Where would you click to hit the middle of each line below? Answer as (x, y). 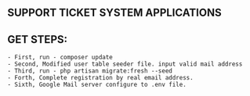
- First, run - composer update (60, 58)
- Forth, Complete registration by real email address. (100, 78)
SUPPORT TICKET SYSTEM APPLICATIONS (114, 13)
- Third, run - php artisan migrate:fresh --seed (90, 71)
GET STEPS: (38, 39)
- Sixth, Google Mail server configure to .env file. (97, 85)
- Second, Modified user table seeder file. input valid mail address (125, 64)
